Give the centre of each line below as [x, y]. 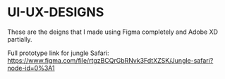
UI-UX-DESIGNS [56, 12]
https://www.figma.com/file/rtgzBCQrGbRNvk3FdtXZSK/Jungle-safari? [110, 60]
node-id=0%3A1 [31, 68]
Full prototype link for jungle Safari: [58, 53]
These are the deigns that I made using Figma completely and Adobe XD [113, 32]
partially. [20, 39]
